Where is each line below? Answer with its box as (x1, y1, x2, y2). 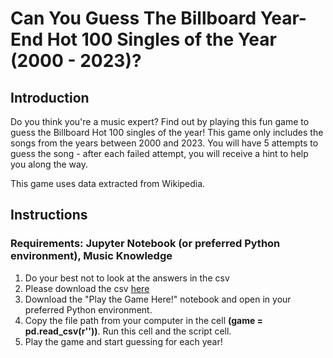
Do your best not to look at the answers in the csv (24, 272, 230, 284)
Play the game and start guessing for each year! (24, 335, 223, 347)
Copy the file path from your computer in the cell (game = (24, 314, 264, 326)
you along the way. (10, 158, 89, 170)
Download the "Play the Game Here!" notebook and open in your (24, 293, 292, 305)
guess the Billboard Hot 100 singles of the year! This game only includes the (10, 127, 324, 138)
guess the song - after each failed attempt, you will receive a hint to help (10, 148, 309, 159)
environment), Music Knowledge (10, 249, 173, 263)
